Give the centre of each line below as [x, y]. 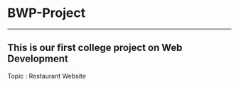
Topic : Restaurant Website [47, 76]
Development [38, 59]
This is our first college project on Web [95, 48]
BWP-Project [47, 13]
